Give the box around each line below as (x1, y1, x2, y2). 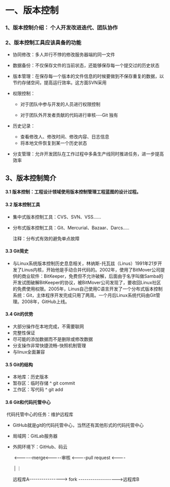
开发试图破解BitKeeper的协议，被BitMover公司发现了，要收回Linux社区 (12, 279, 161, 285)
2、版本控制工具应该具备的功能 (5, 39, 82, 46)
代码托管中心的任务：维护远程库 (6, 411, 74, 418)
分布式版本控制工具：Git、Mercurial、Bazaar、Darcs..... (12, 225, 129, 231)
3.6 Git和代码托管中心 (5, 399, 51, 405)
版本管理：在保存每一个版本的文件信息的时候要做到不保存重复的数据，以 (12, 73, 164, 79)
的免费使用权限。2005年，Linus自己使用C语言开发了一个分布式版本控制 (12, 286, 163, 292)
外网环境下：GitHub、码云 (12, 444, 67, 450)
